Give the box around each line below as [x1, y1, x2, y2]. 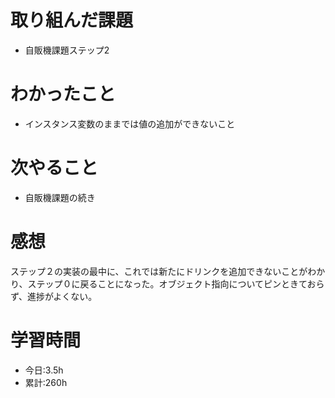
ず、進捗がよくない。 [10, 290, 98, 302]
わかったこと [10, 83, 117, 106]
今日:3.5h [24, 364, 64, 376]
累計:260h [24, 376, 68, 388]
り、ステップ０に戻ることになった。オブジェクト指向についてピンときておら [10, 277, 325, 290]
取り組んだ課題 [10, 9, 134, 32]
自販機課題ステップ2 [24, 44, 110, 56]
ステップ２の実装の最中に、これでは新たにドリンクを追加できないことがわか [10, 265, 326, 277]
